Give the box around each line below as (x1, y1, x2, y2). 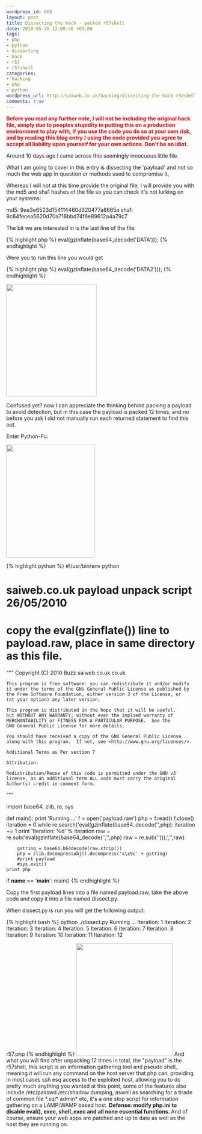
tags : (6, 31, 20, 37)
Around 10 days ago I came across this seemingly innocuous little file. (6, 152, 179, 159)
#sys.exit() (17, 861, 47, 867)
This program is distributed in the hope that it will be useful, (6, 707, 176, 713)
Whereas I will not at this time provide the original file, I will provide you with (6, 182, 194, 189)
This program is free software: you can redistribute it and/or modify (6, 680, 189, 686)
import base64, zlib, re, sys (6, 803, 74, 810)
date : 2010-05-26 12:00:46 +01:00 (6, 25, 93, 32)
